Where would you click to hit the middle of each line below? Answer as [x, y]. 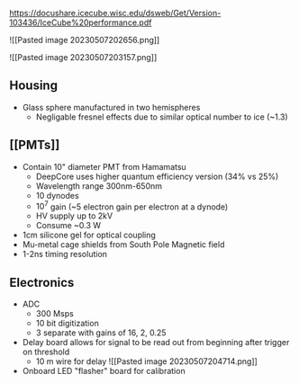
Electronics [42, 282]
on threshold [46, 352]
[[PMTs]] [35, 145]
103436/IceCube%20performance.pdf [81, 22]
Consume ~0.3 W [68, 226]
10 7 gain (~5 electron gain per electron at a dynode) [132, 206]
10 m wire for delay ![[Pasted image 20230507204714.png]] [147, 361]
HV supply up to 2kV [74, 216]
